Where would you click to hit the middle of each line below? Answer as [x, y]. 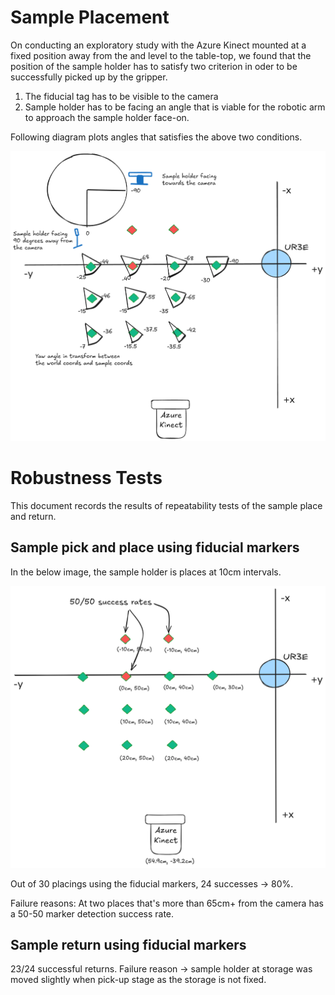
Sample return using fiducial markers [128, 945]
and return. [33, 516]
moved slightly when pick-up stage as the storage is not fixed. [138, 980]
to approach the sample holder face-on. [107, 117]
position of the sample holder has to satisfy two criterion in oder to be [154, 66]
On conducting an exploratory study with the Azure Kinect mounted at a [158, 45]
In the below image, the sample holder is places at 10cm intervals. [146, 572]
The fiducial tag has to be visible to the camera [121, 96]
